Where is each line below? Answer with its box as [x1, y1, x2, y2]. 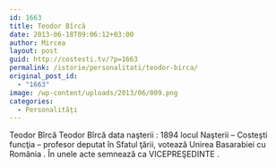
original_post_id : [9, 72, 78, 81]
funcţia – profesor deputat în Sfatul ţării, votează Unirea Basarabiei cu [9, 139, 266, 150]
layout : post [9, 47, 58, 56]
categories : [9, 96, 54, 106]
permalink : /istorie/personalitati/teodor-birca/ [9, 64, 199, 73]
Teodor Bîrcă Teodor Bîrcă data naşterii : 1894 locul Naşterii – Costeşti [9, 129, 268, 140]
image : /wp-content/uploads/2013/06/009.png [9, 88, 178, 97]
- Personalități [17, 105, 78, 114]
